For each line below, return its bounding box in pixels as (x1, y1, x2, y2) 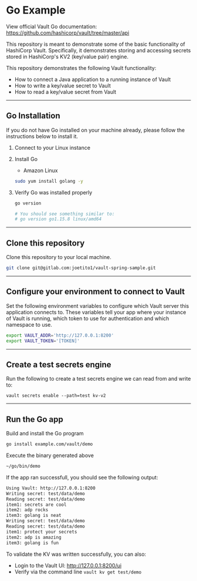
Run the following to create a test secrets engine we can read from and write (6, 375, 191, 382)
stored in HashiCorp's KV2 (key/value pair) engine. (6, 53, 129, 60)
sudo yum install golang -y (14, 178, 83, 184)
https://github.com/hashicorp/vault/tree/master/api (6, 29, 130, 36)
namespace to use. (6, 321, 53, 328)
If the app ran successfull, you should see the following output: (6, 473, 158, 481)
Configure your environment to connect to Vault (6, 287, 185, 297)
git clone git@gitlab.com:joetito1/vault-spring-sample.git (6, 265, 157, 271)
